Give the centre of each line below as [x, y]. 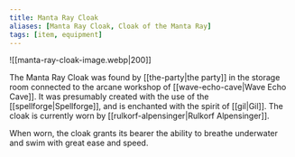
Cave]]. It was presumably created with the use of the [109, 97]
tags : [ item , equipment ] [56, 34]
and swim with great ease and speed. [79, 143]
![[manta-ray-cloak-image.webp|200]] [80, 60]
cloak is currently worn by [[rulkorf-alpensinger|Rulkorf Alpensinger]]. [139, 116]
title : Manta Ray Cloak [54, 18]
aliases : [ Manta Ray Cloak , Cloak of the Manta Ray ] [111, 26]
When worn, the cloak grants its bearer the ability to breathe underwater [143, 134]
